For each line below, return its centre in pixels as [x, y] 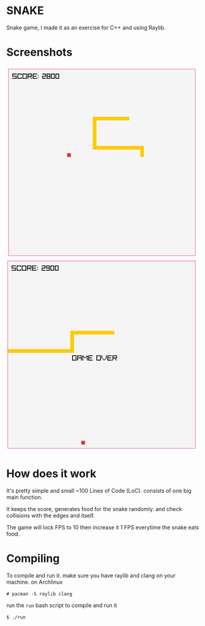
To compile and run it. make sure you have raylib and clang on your [91, 575]
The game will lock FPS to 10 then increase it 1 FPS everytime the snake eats [103, 527]
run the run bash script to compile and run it [62, 605]
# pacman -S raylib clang [39, 594]
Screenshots [39, 52]
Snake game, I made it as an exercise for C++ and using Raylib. [86, 28]
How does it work [51, 474]
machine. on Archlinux [35, 582]
